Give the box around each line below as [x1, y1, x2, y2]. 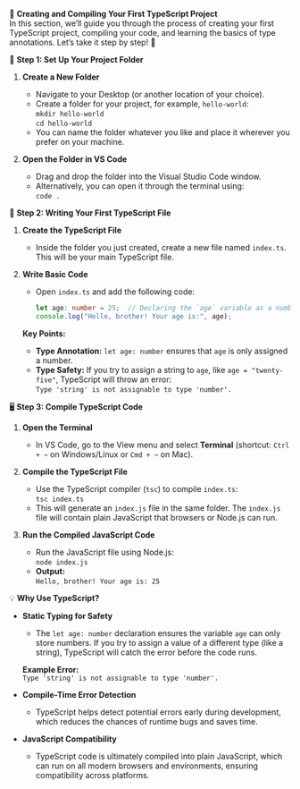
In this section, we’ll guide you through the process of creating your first [9, 18, 275, 29]
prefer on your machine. [35, 137, 125, 147]
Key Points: [21, 327, 66, 339]
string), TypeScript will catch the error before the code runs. [35, 647, 257, 657]
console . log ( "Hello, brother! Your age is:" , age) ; [35, 311, 232, 321]
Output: [35, 565, 65, 576]
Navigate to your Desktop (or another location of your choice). [35, 89, 265, 99]
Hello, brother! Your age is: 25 [35, 577, 161, 586]
